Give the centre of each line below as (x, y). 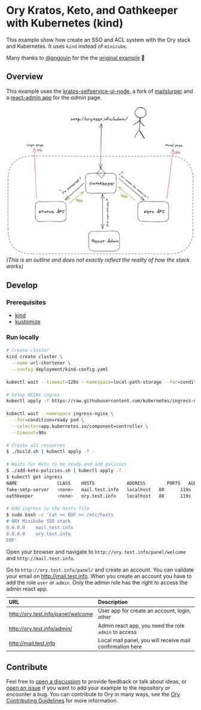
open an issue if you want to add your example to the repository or (88, 688)
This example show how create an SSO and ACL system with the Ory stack (98, 40)
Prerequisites (26, 302)
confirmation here (120, 646)
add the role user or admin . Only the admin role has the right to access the (97, 582)
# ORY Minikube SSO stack (38, 521)
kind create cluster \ (34, 357)
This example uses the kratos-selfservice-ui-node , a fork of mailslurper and (100, 91)
